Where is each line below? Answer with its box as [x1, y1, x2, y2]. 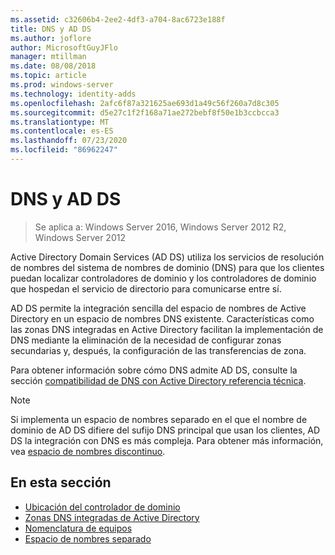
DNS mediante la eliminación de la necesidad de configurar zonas [10, 334, 282, 346]
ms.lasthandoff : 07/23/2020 [10, 136, 128, 146]
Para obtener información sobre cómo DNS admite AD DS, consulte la [10, 364, 298, 376]
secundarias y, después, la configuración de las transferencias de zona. [10, 344, 307, 356]
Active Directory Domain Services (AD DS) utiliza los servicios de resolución [10, 251, 325, 263]
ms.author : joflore [10, 33, 92, 43]
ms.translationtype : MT [10, 117, 110, 127]
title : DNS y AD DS [10, 24, 92, 34]
